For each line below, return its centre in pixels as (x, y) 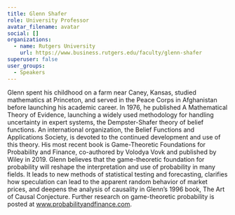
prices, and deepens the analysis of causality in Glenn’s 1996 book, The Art (116, 189)
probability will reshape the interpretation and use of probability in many (112, 167)
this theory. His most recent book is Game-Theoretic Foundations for (106, 144)
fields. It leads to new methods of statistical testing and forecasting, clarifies (117, 174)
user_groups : (26, 66)
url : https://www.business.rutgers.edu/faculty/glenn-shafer (111, 53)
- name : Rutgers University (55, 46)
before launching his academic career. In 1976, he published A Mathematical (117, 107)
